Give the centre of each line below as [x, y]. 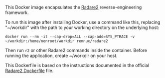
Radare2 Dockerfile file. [29, 70]
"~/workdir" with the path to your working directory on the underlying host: [82, 27]
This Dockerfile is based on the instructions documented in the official [77, 65]
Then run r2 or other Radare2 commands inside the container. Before [76, 50]
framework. [17, 12]
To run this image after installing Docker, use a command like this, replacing [83, 22]
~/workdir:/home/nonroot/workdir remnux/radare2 [57, 41]
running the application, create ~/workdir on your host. [62, 55]
